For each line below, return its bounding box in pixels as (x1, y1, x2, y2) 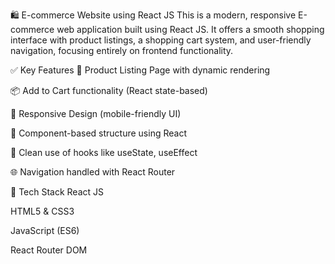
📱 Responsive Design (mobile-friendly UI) (10, 108, 182, 119)
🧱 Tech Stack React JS (10, 186, 105, 198)
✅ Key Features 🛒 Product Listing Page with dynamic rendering (10, 64, 271, 76)
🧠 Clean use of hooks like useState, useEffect (10, 147, 198, 158)
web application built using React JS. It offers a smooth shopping (56, 24, 325, 35)
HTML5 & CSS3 (10, 205, 75, 217)
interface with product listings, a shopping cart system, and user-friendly (10, 34, 312, 46)
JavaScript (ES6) (10, 225, 80, 236)
